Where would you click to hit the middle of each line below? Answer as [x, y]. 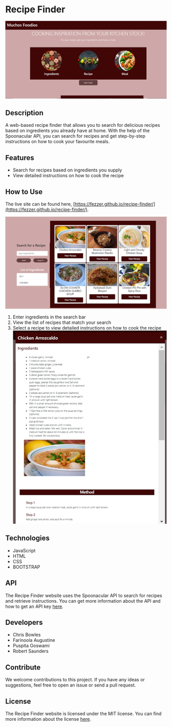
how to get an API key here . [34, 606]
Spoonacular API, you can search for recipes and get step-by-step [76, 136]
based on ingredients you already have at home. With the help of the [78, 131]
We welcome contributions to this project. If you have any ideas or [75, 680]
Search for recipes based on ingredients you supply [67, 170]
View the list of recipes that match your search [62, 322]
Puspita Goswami [31, 646]
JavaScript [24, 550]
